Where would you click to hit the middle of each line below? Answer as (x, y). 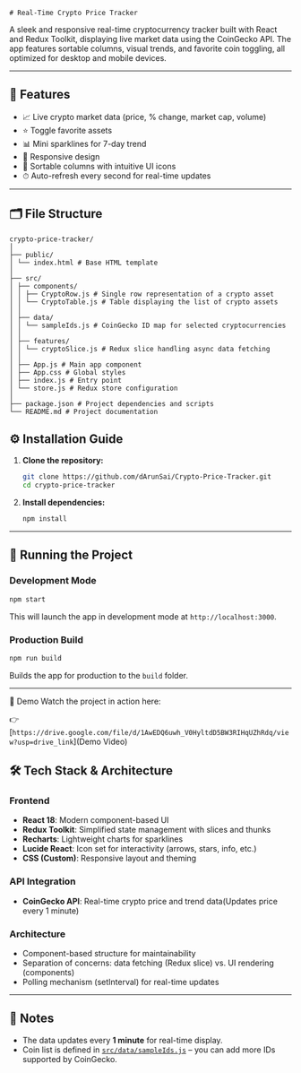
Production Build (46, 639)
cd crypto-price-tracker (69, 485)
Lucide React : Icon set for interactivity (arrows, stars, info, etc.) (139, 849)
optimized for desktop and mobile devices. (88, 58)
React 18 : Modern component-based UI (95, 820)
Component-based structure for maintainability (109, 954)
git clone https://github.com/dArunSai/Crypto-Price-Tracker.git (146, 477)
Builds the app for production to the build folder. (99, 675)
